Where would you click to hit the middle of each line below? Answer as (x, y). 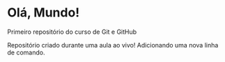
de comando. (26, 52)
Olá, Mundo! (44, 13)
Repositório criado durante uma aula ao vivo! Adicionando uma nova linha (113, 45)
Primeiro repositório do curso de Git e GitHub (72, 32)
